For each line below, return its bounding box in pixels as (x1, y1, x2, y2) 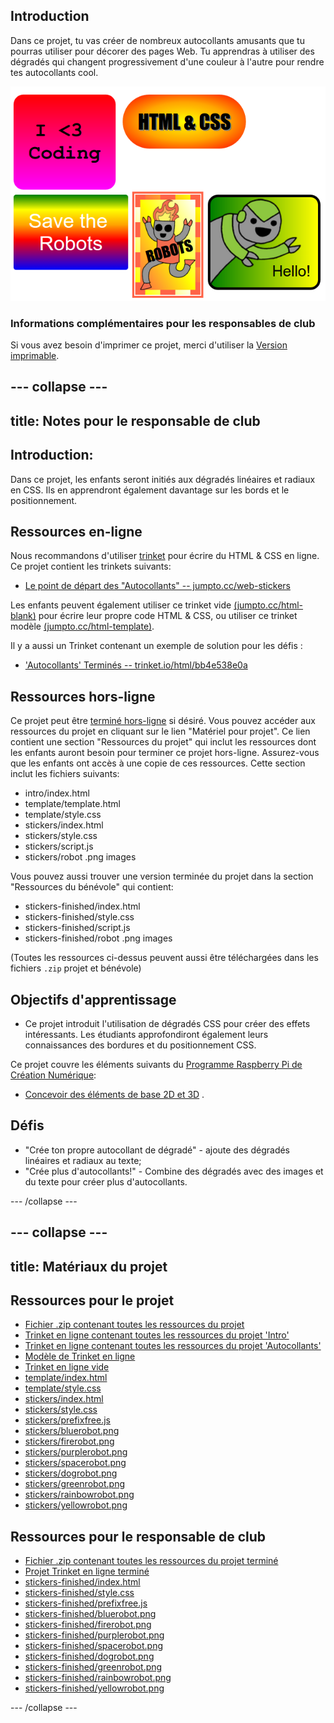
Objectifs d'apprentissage (10, 991, 177, 1008)
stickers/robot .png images (24, 851, 137, 863)
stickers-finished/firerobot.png (24, 1619, 152, 1631)
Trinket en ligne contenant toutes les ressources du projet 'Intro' (24, 1329, 290, 1341)
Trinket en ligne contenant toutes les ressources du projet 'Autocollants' (24, 1340, 322, 1352)
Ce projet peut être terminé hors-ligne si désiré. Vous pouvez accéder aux (10, 715, 317, 727)
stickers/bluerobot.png (24, 1425, 120, 1437)
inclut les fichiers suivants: (10, 768, 120, 780)
